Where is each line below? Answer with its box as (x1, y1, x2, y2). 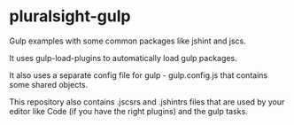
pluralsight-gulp (9, 6, 131, 27)
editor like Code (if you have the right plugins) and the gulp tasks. (9, 105, 248, 116)
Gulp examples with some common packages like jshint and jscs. (9, 35, 246, 46)
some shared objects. (9, 79, 89, 90)
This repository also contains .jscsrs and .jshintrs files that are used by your (9, 96, 285, 107)
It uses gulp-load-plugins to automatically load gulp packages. (9, 52, 237, 63)
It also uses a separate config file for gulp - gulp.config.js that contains (9, 69, 268, 81)
